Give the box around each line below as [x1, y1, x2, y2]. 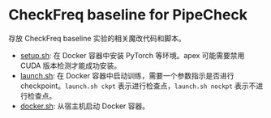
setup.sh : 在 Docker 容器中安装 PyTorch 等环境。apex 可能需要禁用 [19, 50, 245, 60]
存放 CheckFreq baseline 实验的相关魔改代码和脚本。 [8, 33, 187, 43]
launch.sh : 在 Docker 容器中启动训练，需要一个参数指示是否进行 [19, 70, 234, 80]
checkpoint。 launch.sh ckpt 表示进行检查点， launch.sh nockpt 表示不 [19, 81, 256, 91]
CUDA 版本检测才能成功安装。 [19, 61, 122, 70]
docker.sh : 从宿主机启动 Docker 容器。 [19, 101, 150, 111]
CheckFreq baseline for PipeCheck [8, 6, 247, 24]
